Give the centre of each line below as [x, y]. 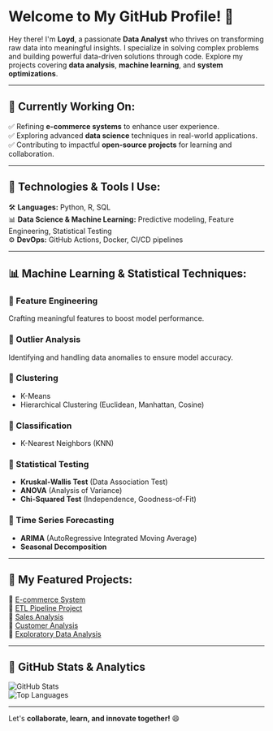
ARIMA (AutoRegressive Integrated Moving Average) [108, 538]
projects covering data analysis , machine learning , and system [116, 65]
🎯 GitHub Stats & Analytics [77, 666]
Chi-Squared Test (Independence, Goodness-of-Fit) [108, 500]
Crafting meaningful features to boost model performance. [106, 318]
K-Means [35, 396]
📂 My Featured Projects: [70, 580]
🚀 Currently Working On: [72, 107]
